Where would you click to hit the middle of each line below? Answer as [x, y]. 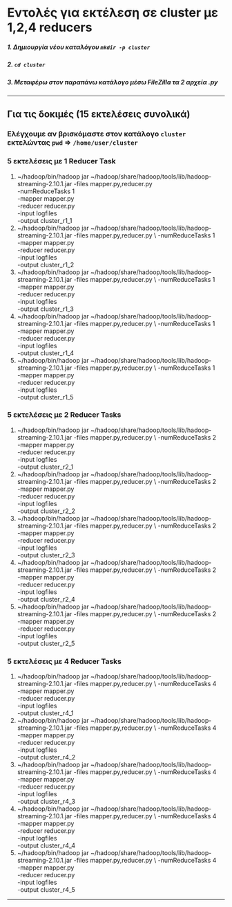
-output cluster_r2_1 [45, 467]
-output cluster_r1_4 [46, 353]
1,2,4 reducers [50, 27]
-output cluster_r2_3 [46, 555]
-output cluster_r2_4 [46, 599]
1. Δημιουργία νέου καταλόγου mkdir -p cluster [79, 47]
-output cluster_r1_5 [45, 397]
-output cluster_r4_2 [46, 757]
